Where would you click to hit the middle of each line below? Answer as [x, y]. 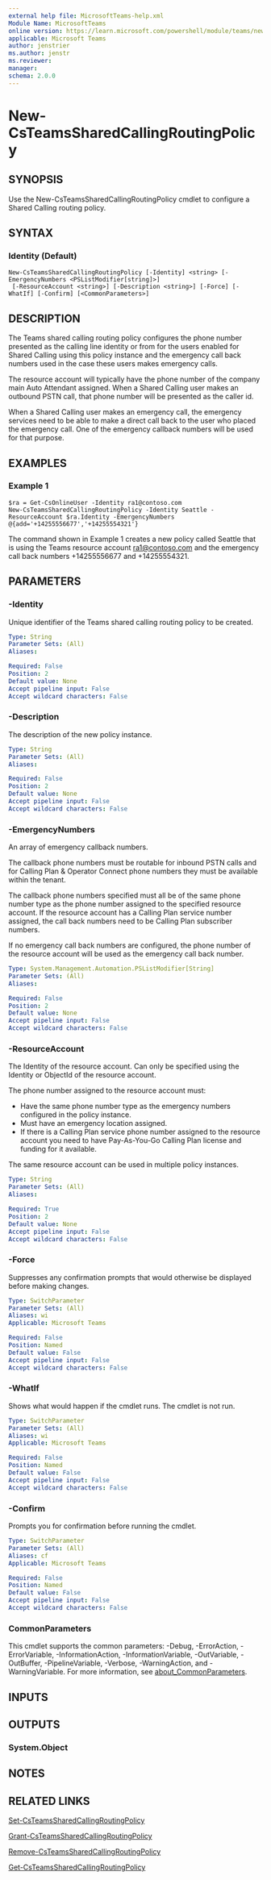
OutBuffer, [25, 1663]
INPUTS [28, 1697]
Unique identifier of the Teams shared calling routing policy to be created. [131, 622]
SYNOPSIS [36, 179]
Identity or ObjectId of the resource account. [82, 1075]
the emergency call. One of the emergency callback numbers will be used [131, 429]
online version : [35, 31]
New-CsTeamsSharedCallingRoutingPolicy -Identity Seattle [108, 510]
